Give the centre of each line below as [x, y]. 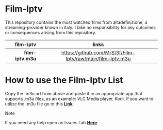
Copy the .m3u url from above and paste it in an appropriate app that [74, 93]
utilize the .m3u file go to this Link [39, 104]
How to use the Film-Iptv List [64, 80]
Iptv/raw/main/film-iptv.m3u [98, 58]
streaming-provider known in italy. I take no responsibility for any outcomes [81, 27]
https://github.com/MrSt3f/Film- [98, 53]
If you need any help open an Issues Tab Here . [52, 122]
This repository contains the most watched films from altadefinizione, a [76, 22]
